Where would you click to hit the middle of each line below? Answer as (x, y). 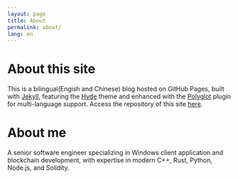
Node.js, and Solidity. (38, 168)
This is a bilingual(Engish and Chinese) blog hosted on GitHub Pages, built (116, 89)
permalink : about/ (34, 27)
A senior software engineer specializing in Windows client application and (115, 153)
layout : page (27, 14)
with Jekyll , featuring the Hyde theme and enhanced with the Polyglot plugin (119, 96)
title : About (27, 21)
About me (37, 133)
